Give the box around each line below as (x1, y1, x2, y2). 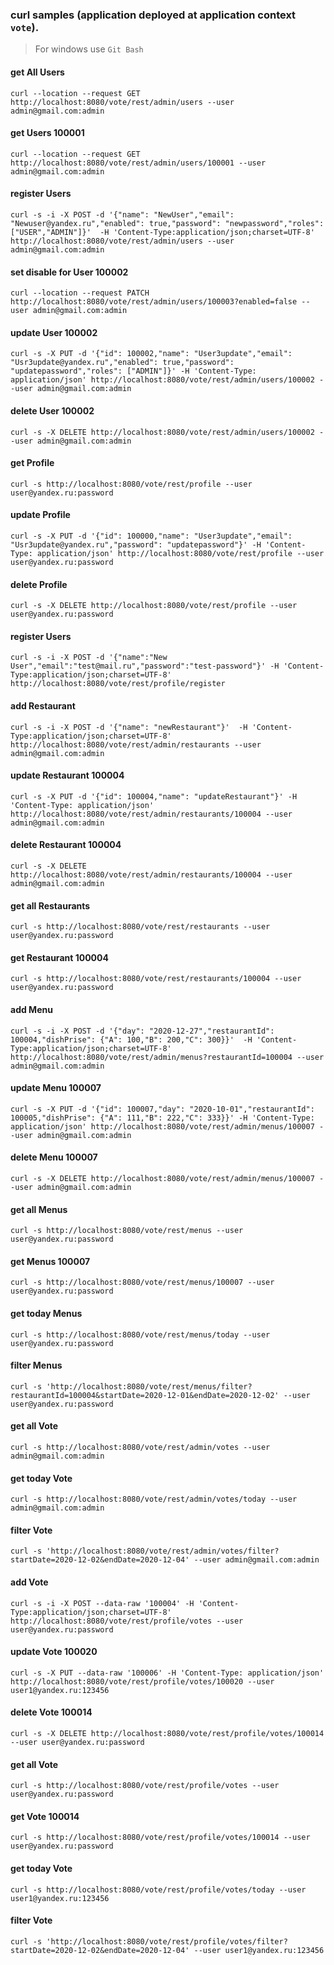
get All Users (10, 66, 65, 78)
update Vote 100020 (10, 1646, 98, 1658)
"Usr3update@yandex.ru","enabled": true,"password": (10, 358, 235, 368)
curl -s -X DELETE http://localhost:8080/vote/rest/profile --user (10, 601, 298, 611)
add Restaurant (10, 699, 76, 712)
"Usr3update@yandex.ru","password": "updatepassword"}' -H (10, 539, 262, 550)
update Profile (10, 509, 71, 521)
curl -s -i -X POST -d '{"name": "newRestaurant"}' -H (10, 722, 248, 732)
